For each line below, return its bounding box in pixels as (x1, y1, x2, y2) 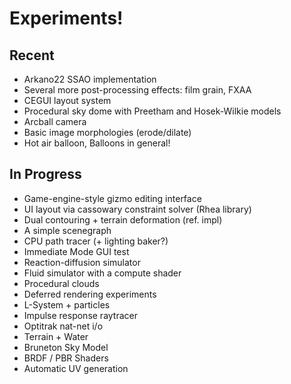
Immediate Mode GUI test (23, 245, 130, 257)
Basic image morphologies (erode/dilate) (23, 127, 192, 138)
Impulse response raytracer (23, 309, 139, 321)
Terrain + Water (23, 330, 89, 342)
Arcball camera (23, 116, 87, 127)
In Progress (9, 166, 82, 183)
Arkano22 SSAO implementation (23, 73, 157, 85)
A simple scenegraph (23, 224, 112, 236)
